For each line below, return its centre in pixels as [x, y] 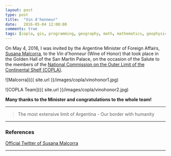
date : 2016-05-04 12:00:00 [36, 24]
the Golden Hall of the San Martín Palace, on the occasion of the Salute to [82, 59]
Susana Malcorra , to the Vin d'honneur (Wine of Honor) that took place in [82, 54]
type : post [17, 15]
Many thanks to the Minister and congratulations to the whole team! [78, 99]
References [20, 132]
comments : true [21, 29]
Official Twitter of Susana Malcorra [42, 143]
